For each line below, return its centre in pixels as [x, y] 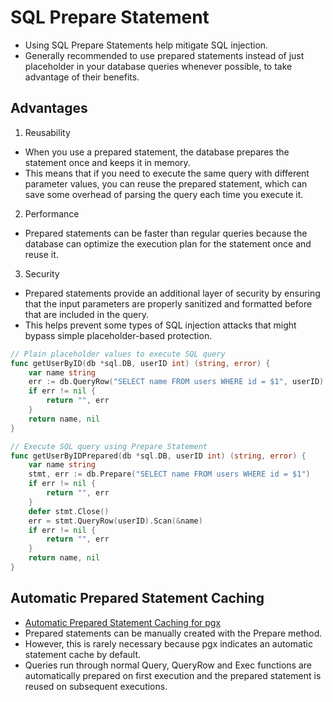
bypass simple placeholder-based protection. [118, 335]
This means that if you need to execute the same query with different [167, 173]
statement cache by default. [83, 654]
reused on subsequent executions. [96, 686]
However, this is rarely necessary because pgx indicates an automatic [168, 643]
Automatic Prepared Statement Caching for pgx [123, 622]
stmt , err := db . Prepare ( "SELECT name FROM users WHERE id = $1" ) [169, 474]
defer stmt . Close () [69, 511]
